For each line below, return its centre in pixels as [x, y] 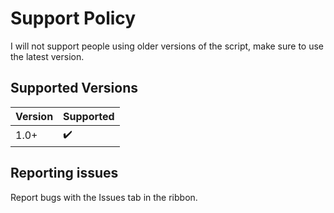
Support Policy [73, 18]
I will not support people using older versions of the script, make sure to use [167, 46]
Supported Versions [74, 88]
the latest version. [47, 56]
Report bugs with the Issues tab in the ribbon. [104, 197]
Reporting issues [64, 173]
